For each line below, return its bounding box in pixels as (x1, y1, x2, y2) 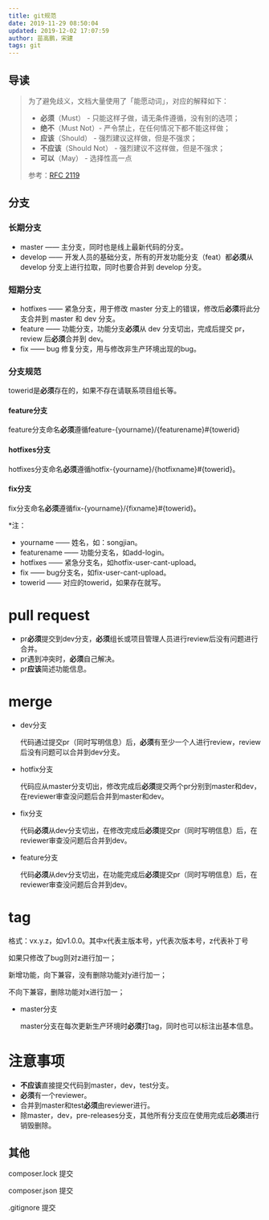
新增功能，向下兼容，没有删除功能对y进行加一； (8, 970, 167, 979)
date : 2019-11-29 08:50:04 (8, 19, 99, 27)
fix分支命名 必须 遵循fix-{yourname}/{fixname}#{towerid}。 (8, 503, 201, 513)
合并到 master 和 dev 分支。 (26, 314, 120, 323)
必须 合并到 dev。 (51, 334, 108, 344)
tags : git (8, 42, 42, 50)
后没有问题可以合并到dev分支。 (19, 747, 124, 757)
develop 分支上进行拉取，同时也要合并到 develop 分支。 (19, 262, 206, 271)
